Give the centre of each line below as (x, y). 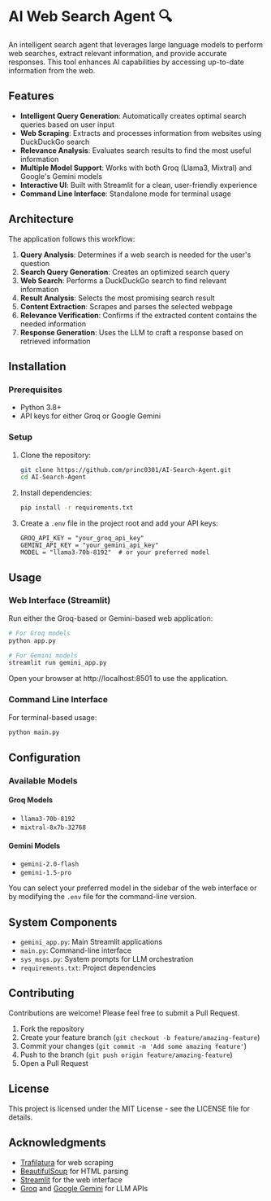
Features (31, 96)
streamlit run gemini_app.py (58, 663)
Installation (37, 367)
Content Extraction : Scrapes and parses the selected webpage (126, 306)
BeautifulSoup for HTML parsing (74, 1171)
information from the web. (52, 70)
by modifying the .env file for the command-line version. (103, 897)
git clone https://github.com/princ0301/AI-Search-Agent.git (126, 469)
